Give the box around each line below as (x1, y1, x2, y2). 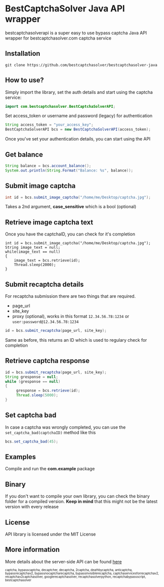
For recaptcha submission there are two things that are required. (5, 293, 136, 299)
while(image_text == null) (5, 249, 61, 255)
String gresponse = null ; (5, 374, 58, 379)
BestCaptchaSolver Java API (5, 3, 125, 14)
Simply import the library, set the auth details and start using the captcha (5, 89, 153, 95)
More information (5, 545, 60, 554)
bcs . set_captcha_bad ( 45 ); (5, 439, 58, 444)
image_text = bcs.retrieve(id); (14, 258, 80, 263)
